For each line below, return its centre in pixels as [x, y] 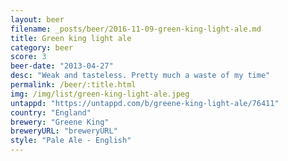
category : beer [42, 47]
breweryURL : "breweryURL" [64, 131]
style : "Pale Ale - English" [71, 141]
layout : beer [37, 19]
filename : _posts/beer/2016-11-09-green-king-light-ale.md [136, 29]
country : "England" [51, 112]
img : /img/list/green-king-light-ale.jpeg [100, 94]
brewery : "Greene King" [60, 122]
